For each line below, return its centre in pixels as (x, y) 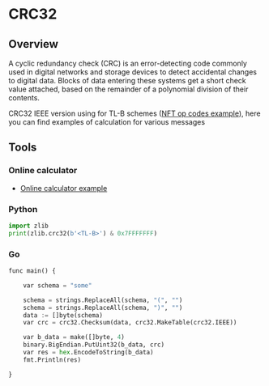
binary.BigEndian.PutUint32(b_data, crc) (94, 345)
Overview (34, 44)
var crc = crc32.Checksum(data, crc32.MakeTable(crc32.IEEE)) (130, 323)
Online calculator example (64, 188)
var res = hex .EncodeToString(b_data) (88, 353)
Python (23, 209)
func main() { (32, 271)
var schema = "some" (58, 285)
